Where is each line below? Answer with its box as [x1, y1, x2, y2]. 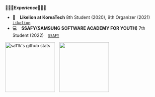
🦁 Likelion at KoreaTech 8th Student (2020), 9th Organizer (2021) [12, 14, 151, 20]
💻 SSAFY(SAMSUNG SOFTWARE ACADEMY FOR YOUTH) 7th [12, 25, 146, 31]
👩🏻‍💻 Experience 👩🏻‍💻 [5, 5, 46, 10]
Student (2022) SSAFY [12, 32, 60, 38]
